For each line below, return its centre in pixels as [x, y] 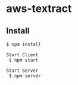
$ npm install [24, 44]
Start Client [22, 55]
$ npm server [25, 76]
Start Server [22, 71]
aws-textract [39, 9]
